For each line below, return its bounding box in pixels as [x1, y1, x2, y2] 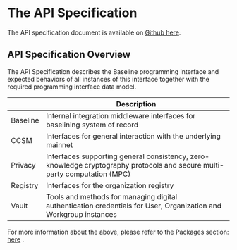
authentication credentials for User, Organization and [45, 201, 222, 211]
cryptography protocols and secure [84, 160, 202, 170]
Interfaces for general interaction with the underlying [45, 131, 221, 141]
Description [116, 99, 157, 108]
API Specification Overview [7, 49, 131, 61]
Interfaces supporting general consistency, [45, 151, 189, 161]
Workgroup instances [45, 209, 118, 219]
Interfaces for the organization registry [45, 180, 174, 190]
